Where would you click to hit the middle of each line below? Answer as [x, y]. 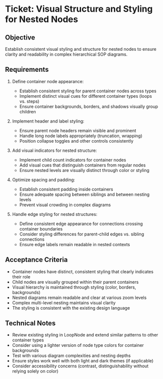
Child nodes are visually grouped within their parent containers [75, 282]
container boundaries [41, 229]
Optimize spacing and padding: [44, 180]
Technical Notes [31, 323]
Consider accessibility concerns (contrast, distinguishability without [80, 366]
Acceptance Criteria [36, 260]
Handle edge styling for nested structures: [55, 214]
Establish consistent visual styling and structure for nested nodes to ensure [81, 49]
